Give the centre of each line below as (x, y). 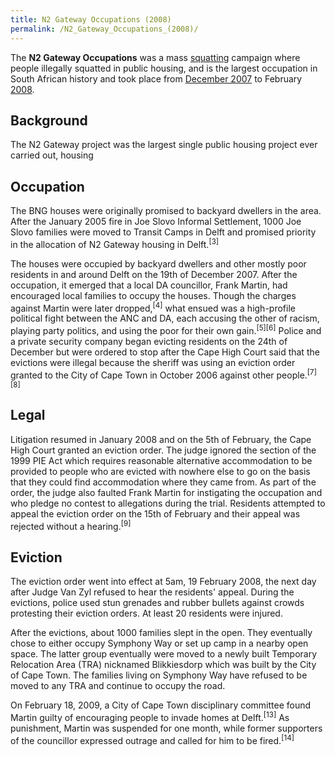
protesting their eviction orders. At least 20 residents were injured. (146, 613)
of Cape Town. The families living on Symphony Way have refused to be (159, 675)
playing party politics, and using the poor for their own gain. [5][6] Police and (166, 330)
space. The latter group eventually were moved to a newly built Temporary (164, 654)
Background (49, 120)
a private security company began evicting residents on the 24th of (149, 342)
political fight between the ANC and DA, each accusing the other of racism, (165, 318)
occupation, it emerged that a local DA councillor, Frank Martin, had (149, 285)
